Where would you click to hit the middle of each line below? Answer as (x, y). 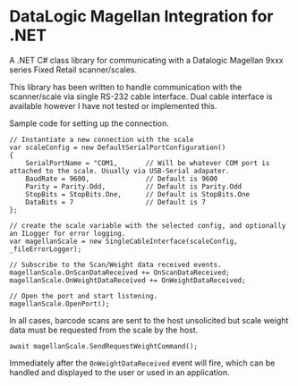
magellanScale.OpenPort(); (60, 304)
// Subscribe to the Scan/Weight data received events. (115, 264)
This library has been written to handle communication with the (126, 87)
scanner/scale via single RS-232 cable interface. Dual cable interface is (141, 96)
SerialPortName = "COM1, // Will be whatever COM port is (148, 163)
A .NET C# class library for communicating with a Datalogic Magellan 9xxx (146, 60)
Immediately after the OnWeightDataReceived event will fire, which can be (142, 363)
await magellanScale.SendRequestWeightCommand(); (104, 346)
